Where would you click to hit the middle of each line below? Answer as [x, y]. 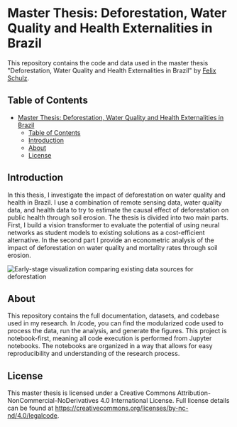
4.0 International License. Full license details [165, 401]
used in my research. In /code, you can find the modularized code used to [115, 323]
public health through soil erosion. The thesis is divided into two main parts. [118, 217]
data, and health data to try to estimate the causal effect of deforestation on [118, 210]
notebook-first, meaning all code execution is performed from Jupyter [110, 338]
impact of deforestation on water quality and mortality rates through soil [112, 247]
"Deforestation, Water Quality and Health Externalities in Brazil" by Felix [112, 70]
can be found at [31, 408]
